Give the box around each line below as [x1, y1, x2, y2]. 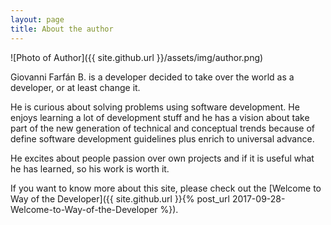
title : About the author [10, 24, 114, 34]
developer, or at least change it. [10, 81, 141, 93]
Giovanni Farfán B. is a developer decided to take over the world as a [10, 71, 295, 83]
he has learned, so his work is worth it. [10, 162, 170, 175]
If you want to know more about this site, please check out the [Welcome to [10, 182, 322, 194]
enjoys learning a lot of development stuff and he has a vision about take [10, 111, 310, 123]
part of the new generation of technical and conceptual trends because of [10, 122, 316, 134]
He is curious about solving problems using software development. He [10, 101, 300, 113]
